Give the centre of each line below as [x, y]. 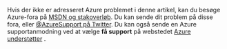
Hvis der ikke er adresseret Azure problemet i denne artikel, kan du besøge [114, 10]
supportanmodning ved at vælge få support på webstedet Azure [99, 31]
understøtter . [27, 39]
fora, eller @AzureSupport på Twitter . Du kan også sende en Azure [102, 24]
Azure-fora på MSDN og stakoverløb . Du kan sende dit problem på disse [110, 17]
